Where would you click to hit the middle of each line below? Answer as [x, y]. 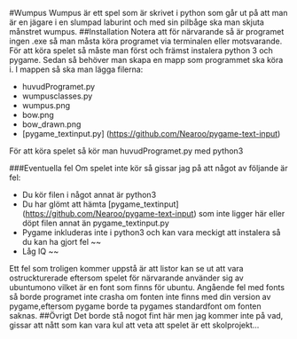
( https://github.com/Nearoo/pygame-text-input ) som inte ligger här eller [153, 213]
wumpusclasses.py [57, 96]
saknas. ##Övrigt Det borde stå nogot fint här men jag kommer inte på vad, [146, 315]
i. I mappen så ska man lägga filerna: [76, 69]
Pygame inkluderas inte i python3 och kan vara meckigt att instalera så [151, 233]
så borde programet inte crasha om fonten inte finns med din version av [140, 297]
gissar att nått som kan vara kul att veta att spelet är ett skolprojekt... [134, 325]
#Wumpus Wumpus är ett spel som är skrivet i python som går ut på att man [148, 13]
